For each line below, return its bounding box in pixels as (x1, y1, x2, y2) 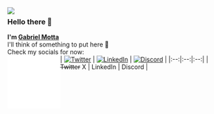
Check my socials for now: (7, 48, 84, 56)
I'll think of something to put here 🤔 (7, 40, 109, 49)
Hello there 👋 (7, 17, 53, 27)
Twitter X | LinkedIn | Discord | (60, 63, 149, 71)
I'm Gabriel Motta (7, 33, 60, 42)
